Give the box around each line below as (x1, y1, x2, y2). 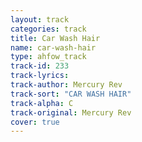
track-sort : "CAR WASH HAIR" (10, 89, 132, 99)
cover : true (10, 117, 60, 127)
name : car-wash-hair (10, 42, 97, 53)
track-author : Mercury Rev (10, 80, 123, 90)
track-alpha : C (10, 98, 74, 108)
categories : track (10, 24, 87, 34)
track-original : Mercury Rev (10, 107, 132, 118)
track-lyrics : (10, 71, 70, 81)
